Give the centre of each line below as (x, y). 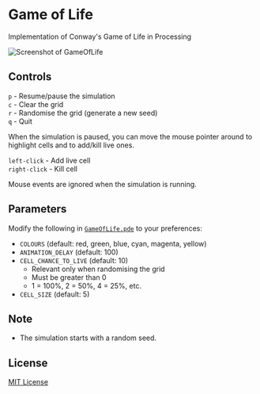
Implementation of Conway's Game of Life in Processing (100, 36)
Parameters (38, 209)
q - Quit (21, 121)
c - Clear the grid (36, 104)
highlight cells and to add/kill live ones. (71, 145)
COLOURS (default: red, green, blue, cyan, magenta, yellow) (113, 243)
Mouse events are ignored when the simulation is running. (103, 184)
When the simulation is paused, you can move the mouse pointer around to (130, 136)
